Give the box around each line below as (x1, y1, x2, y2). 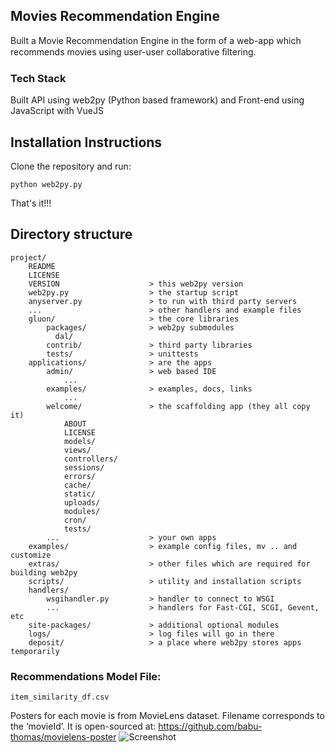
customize (10, 550, 52, 560)
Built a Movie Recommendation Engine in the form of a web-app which (10, 34, 302, 46)
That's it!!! (10, 197, 52, 209)
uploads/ (63, 497, 101, 508)
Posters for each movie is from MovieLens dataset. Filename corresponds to (10, 710, 325, 722)
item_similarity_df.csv (10, 692, 110, 703)
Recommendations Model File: (10, 669, 162, 683)
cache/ (63, 480, 92, 490)
